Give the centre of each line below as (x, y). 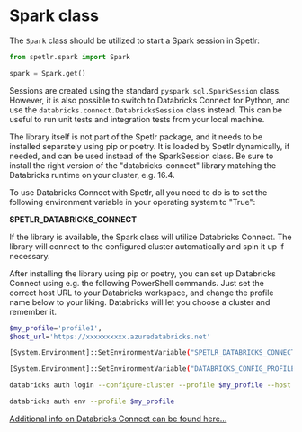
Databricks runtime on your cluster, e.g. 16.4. (92, 175)
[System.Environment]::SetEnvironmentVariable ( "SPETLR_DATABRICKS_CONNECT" (154, 353)
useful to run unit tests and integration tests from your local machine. (137, 119)
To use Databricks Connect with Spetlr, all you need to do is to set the (138, 192)
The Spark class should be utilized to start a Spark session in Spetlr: (135, 40)
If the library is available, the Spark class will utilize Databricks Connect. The (151, 237)
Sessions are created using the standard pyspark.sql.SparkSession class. (145, 90)
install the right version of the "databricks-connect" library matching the (143, 165)
